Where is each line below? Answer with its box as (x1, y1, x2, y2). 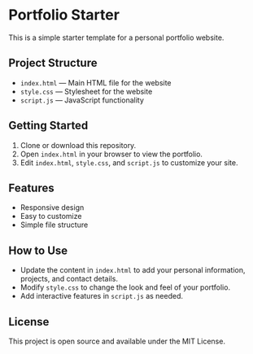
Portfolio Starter (8, 6, 120, 24)
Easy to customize (20, 212, 82, 221)
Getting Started (8, 119, 89, 133)
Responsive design (20, 203, 85, 212)
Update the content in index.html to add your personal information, (20, 265, 246, 275)
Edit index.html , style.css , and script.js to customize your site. (20, 157, 238, 168)
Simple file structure (20, 220, 89, 229)
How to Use (8, 243, 68, 257)
